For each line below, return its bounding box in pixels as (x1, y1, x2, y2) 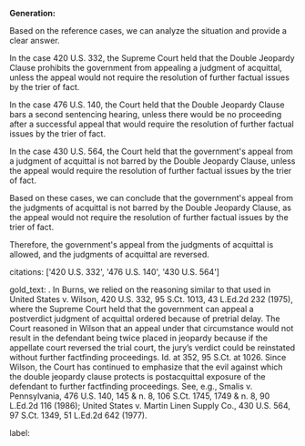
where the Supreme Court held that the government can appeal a (9, 304, 254, 314)
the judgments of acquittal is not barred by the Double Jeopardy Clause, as (9, 202, 291, 213)
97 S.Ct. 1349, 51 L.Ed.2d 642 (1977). (9, 410, 147, 421)
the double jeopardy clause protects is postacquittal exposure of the (9, 371, 266, 381)
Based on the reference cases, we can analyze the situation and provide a (9, 25, 287, 35)
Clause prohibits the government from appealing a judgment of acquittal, (9, 63, 282, 73)
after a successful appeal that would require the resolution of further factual (9, 118, 294, 129)
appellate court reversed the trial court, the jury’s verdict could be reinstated (9, 342, 296, 353)
